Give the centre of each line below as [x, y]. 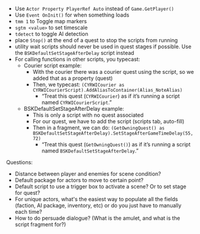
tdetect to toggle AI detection [51, 34]
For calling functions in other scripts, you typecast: [77, 59]
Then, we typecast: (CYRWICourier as [79, 85]
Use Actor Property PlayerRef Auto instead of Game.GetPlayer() [94, 9]
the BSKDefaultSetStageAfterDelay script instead [74, 53]
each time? [28, 212]
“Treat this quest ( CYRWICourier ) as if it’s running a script [111, 96]
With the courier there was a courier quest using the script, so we [113, 72]
